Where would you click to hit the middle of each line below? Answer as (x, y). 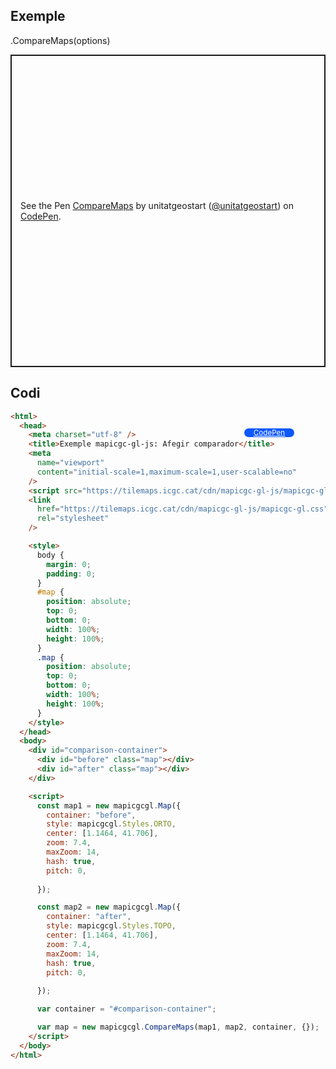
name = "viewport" (70, 463)
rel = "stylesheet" (73, 519)
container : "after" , (89, 917)
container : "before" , (91, 815)
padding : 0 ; (71, 574)
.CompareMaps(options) (60, 40)
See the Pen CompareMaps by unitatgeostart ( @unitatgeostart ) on (157, 205)
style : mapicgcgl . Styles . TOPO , (111, 926)
